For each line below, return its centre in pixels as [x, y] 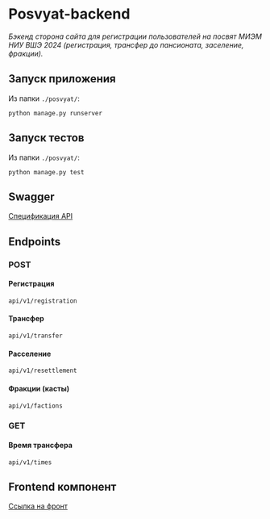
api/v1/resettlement [43, 371]
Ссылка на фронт [38, 506]
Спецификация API [41, 216]
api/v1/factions [35, 406]
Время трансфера [40, 446]
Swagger [31, 197]
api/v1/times [30, 462]
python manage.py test [46, 172]
